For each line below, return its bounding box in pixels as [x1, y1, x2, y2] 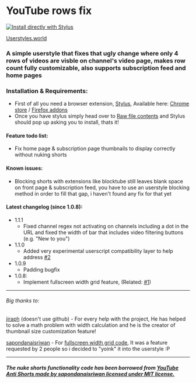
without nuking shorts [14, 151, 67, 158]
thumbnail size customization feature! [6, 328, 96, 335]
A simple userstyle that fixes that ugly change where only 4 [6, 49, 178, 57]
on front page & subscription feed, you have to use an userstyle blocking [14, 184, 190, 191]
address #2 [23, 253, 51, 260]
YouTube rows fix [6, 4, 92, 18]
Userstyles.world [6, 34, 47, 41]
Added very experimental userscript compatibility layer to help [23, 247, 173, 255]
